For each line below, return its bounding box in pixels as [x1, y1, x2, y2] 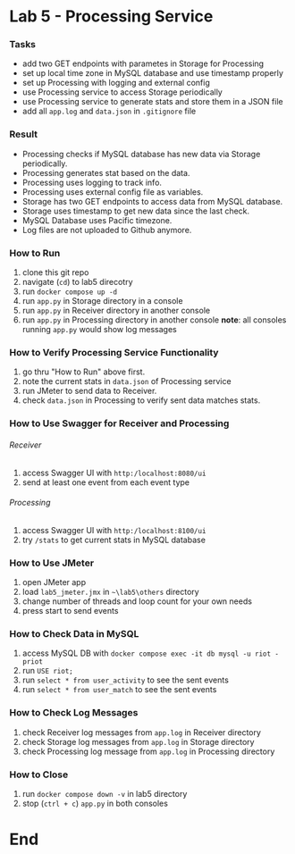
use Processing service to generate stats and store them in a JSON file [21, 96, 283, 107]
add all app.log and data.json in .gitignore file [21, 105, 197, 117]
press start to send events [21, 606, 119, 615]
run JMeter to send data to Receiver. [21, 386, 157, 397]
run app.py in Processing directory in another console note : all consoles [21, 314, 287, 325]
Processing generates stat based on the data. [21, 167, 190, 178]
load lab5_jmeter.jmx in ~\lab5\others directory [21, 587, 199, 597]
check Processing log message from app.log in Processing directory [21, 746, 275, 757]
